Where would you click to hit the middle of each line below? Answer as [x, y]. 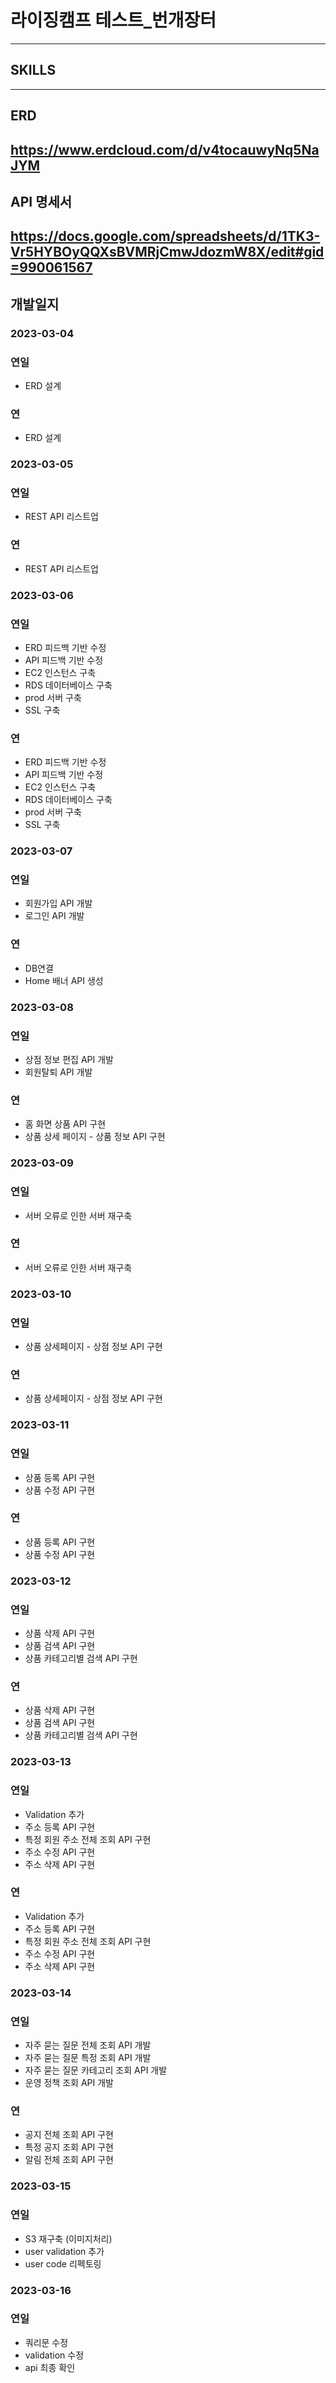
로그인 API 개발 [54, 916]
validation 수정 [54, 2355]
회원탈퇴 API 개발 [58, 1072]
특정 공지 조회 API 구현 [69, 2147]
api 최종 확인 [50, 2367]
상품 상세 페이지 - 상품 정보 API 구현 [95, 1137]
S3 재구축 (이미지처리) [68, 2238]
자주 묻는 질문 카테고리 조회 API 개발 [96, 2070]
